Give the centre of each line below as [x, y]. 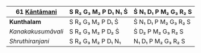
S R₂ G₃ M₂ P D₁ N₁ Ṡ [98, 12]
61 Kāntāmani [36, 12]
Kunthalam [25, 22]
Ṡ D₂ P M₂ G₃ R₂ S [158, 31]
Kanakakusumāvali [36, 31]
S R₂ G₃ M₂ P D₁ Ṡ [94, 22]
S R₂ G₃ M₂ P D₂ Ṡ [94, 31]
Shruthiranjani [29, 41]
